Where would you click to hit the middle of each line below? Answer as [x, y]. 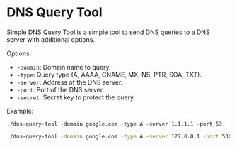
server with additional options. [51, 39]
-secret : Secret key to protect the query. [76, 97]
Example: [20, 111]
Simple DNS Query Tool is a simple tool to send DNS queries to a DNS [108, 32]
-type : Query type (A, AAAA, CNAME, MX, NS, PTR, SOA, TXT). [109, 75]
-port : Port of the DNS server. [60, 89]
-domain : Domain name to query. [64, 67]
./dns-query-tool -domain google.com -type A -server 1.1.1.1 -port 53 [114, 124]
